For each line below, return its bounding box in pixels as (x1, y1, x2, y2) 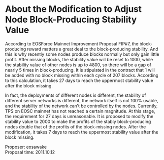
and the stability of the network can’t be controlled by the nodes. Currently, (5, 103, 158, 109)
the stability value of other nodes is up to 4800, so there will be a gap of (5, 62, 152, 68)
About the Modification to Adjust (5, 3, 142, 15)
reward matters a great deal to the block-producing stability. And (27, 46, 159, 52)
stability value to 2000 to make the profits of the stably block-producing (5, 119, 151, 124)
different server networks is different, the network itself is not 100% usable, (5, 97, 159, 103)
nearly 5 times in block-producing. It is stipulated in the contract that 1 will (5, 67, 155, 73)
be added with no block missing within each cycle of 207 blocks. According (5, 72, 159, 78)
